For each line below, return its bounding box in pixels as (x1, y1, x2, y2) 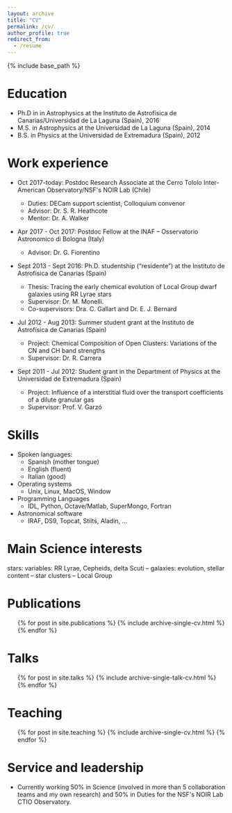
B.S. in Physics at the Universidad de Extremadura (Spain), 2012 (17, 131, 201, 139)
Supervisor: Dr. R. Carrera (27, 354, 102, 362)
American (17, 186, 45, 194)
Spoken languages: (17, 450, 73, 459)
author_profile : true (7, 29, 70, 37)
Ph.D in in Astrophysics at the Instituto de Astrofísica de (17, 108, 177, 117)
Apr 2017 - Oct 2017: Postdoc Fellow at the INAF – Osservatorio (17, 227, 199, 236)
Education (7, 86, 67, 101)
